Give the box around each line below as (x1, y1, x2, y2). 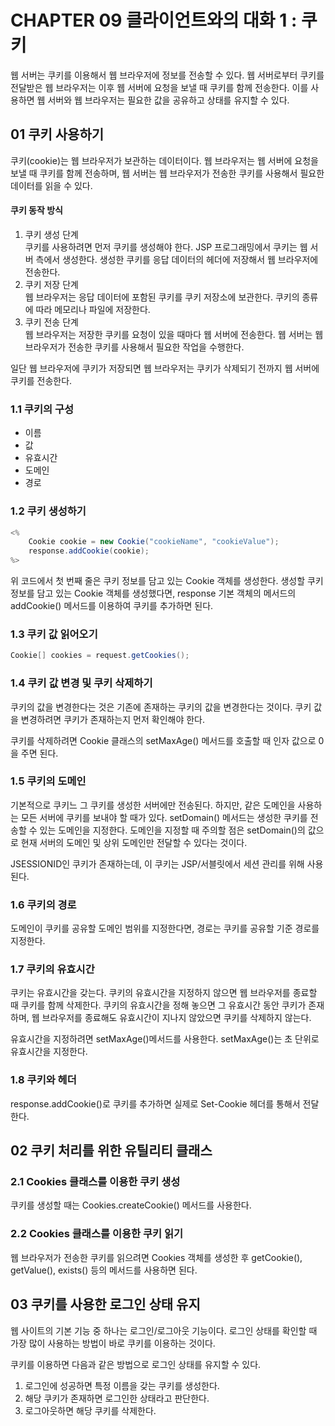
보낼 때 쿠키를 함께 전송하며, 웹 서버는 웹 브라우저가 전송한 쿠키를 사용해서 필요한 (10, 167, 325, 179)
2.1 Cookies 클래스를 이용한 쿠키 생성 (10, 1175, 181, 1189)
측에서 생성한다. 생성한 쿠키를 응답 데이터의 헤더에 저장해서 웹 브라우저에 (35, 253, 319, 265)
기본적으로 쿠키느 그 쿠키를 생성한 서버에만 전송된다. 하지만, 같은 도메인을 (10, 799, 296, 811)
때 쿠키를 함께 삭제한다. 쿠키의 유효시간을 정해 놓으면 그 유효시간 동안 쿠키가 (10, 999, 307, 1011)
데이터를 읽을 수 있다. (10, 179, 93, 191)
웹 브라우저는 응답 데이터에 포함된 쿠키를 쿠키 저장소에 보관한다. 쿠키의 (24, 291, 300, 303)
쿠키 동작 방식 (10, 204, 63, 216)
